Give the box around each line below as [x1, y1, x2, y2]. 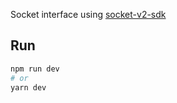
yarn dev [10, 82, 47, 93]
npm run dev [10, 64, 60, 74]
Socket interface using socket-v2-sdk [10, 9, 167, 20]
